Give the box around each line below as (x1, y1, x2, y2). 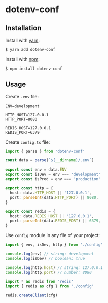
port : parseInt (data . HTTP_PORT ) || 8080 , (10, 195, 99, 200)
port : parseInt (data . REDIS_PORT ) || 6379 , (10, 218, 101, 224)
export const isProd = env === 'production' (5, 177, 101, 182)
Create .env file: (5, 93, 39, 99)
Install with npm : (5, 56, 40, 62)
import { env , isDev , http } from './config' (5, 242, 103, 247)
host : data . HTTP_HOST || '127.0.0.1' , (10, 190, 92, 195)
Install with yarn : (5, 37, 40, 43)
